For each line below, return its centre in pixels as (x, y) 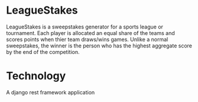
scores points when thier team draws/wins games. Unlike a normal (87, 39)
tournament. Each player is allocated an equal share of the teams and (91, 33)
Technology (36, 76)
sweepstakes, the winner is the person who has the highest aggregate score (99, 46)
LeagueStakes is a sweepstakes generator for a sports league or (85, 27)
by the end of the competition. (43, 52)
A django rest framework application (51, 92)
